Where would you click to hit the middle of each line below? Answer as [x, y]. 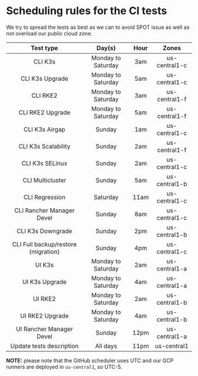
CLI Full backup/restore [44, 244]
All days [106, 346]
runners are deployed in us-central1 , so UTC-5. [64, 367]
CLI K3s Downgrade [44, 231]
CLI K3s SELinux [44, 163]
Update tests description [44, 346]
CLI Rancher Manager [44, 210]
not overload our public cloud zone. [49, 33]
